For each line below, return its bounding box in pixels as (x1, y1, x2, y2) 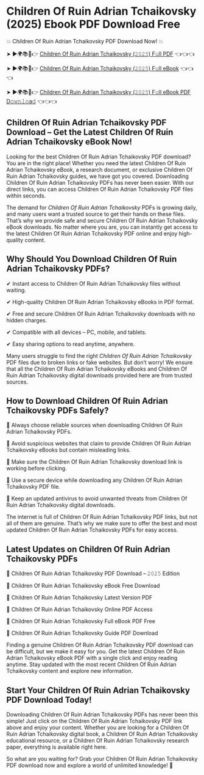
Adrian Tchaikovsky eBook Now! (6, 136, 133, 147)
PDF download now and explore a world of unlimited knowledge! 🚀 (6, 762, 174, 769)
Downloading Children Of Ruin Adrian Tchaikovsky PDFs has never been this (6, 711, 199, 718)
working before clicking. (6, 465, 67, 472)
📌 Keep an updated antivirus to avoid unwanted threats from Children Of (6, 495, 188, 502)
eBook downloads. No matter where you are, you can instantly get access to (6, 223, 198, 231)
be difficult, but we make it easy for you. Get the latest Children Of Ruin (6, 648, 185, 655)
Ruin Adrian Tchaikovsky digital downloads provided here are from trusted (6, 371, 192, 379)
